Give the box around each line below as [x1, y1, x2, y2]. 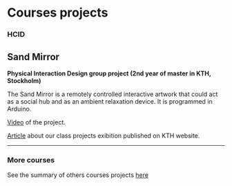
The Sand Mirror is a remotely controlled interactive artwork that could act [7, 90, 218, 98]
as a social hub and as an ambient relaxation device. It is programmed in [7, 97, 213, 105]
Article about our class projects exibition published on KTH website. [7, 131, 200, 140]
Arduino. [7, 104, 32, 113]
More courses [7, 155, 55, 165]
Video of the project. [7, 118, 66, 126]
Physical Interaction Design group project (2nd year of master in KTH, [7, 69, 212, 77]
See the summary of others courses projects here [7, 171, 148, 179]
